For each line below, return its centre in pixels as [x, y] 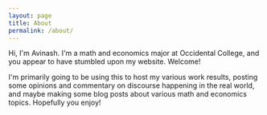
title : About [30, 23]
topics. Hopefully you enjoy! [55, 103]
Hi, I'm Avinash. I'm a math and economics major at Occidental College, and [134, 54]
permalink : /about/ [41, 30]
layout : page [30, 16]
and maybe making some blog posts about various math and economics [128, 94]
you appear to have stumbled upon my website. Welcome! [105, 61]
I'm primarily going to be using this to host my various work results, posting [133, 77]
